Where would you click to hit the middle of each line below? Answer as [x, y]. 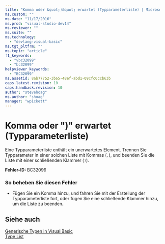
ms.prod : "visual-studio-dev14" [38, 23]
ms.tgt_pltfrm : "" [24, 46]
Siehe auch [23, 219]
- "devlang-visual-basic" [36, 42]
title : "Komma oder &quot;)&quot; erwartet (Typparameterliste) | [74, 10]
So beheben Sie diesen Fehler [41, 182]
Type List [14, 237]
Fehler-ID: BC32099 [26, 170]
